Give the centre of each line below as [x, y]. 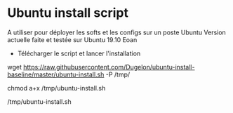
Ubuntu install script [68, 13]
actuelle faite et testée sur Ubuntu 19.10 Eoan [72, 39]
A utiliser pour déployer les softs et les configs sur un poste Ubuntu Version [116, 32]
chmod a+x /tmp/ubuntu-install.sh [56, 88]
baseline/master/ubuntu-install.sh [56, 74]
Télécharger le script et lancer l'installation [79, 53]
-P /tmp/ [118, 74]
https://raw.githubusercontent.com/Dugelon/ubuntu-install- [109, 67]
